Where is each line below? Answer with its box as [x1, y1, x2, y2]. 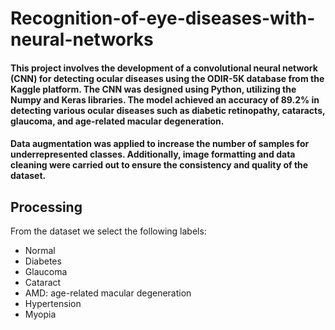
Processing [10, 198, 83, 216]
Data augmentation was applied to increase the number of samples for [10, 138, 310, 150]
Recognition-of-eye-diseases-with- [10, 7, 316, 30]
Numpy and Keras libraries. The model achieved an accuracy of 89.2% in [10, 93, 320, 106]
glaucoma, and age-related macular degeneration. [10, 115, 225, 127]
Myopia [24, 308, 57, 321]
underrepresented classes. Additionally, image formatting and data [10, 148, 296, 161]
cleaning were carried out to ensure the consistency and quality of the [10, 159, 309, 171]
